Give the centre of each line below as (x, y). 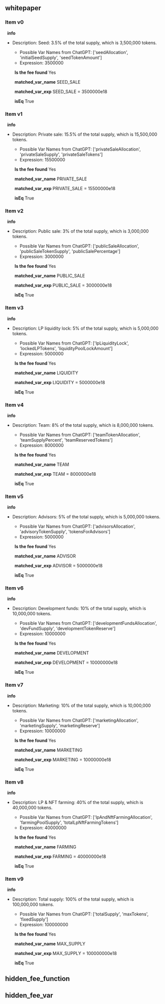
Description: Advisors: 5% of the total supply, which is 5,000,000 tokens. (86, 517)
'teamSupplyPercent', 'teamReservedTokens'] (66, 440)
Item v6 (14, 588)
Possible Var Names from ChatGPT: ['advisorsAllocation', (77, 526)
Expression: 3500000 (42, 63)
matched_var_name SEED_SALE (48, 82)
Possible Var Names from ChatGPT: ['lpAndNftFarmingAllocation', (86, 817)
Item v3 (14, 308)
